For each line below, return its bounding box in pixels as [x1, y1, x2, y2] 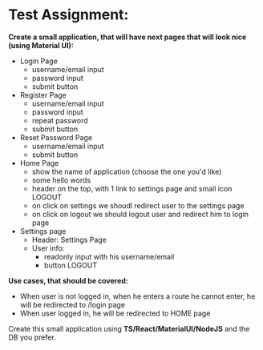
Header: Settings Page [31, 235, 107, 244]
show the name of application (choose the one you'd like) [31, 167, 222, 176]
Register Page [19, 90, 67, 99]
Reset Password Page [19, 132, 93, 142]
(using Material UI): [8, 40, 74, 50]
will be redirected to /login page [19, 300, 126, 309]
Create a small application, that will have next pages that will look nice [8, 32, 247, 42]
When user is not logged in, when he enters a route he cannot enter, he [19, 291, 256, 301]
